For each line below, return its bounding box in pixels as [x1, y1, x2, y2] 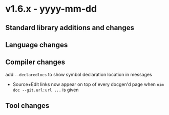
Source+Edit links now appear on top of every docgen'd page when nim [12, 81, 164, 87]
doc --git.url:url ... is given [12, 87, 79, 93]
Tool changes [5, 101, 50, 110]
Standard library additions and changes [5, 23, 135, 32]
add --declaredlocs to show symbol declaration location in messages [5, 71, 152, 77]
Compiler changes [5, 58, 66, 67]
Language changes [5, 40, 68, 49]
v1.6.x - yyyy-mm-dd [5, 3, 97, 15]
